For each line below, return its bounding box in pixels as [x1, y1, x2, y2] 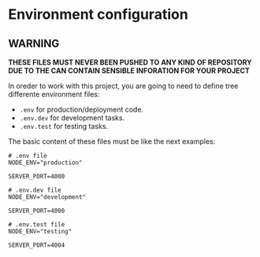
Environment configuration [8, 6, 189, 24]
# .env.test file [8, 221, 65, 229]
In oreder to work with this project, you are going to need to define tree [8, 81, 239, 90]
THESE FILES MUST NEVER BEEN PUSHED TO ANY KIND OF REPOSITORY [8, 57, 252, 67]
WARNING [8, 37, 60, 50]
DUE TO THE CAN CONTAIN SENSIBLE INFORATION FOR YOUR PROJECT [8, 66, 251, 75]
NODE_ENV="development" [8, 193, 87, 201]
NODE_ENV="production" [8, 159, 83, 167]
